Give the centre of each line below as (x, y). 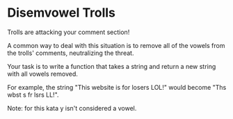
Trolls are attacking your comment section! (69, 32)
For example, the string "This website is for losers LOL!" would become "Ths (117, 87)
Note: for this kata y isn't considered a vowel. (72, 108)
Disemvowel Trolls (62, 13)
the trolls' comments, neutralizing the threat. (71, 53)
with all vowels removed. (42, 74)
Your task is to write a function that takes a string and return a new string (112, 66)
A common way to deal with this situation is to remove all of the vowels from (116, 45)
